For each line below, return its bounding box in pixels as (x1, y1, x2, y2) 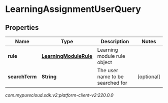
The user (97, 67, 118, 74)
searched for (97, 80, 127, 86)
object (97, 59, 112, 66)
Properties (5, 23, 39, 32)
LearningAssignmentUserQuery (5, 3, 141, 15)
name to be (97, 73, 124, 80)
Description (100, 38, 129, 45)
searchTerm (7, 73, 37, 80)
